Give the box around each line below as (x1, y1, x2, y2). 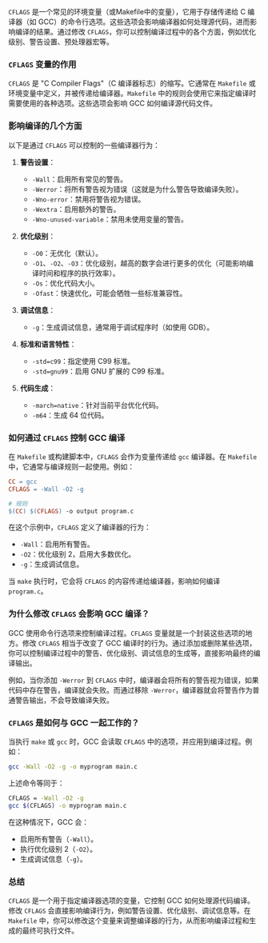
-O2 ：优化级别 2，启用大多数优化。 (19, 549, 136, 559)
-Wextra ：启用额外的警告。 (31, 204, 121, 214)
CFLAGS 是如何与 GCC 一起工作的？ (8, 717, 140, 728)
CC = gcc (8, 477, 38, 485)
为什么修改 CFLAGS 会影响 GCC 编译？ (8, 609, 150, 620)
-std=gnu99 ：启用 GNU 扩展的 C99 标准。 (31, 366, 169, 376)
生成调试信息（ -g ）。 (19, 854, 88, 864)
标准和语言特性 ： (19, 339, 77, 349)
